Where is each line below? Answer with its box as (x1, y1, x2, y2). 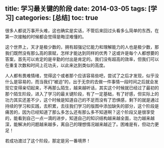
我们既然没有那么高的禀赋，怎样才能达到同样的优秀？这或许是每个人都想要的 (5, 50, 159, 56)
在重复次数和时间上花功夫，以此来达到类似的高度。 (5, 62, 108, 68)
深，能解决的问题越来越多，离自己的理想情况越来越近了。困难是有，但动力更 (5, 121, 159, 127)
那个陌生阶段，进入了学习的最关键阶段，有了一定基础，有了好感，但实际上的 (5, 91, 159, 96)
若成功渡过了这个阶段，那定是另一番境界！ (5, 138, 91, 144)
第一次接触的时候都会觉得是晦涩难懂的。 (5, 34, 86, 39)
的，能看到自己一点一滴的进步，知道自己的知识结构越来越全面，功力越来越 (5, 115, 155, 121)
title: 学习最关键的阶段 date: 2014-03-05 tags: (5, 4, 147, 13)
